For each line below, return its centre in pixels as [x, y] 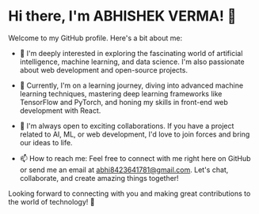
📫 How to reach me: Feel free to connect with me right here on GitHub [135, 158]
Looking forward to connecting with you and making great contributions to [129, 193]
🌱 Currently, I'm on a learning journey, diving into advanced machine [131, 85]
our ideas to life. [46, 142]
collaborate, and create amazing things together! [99, 178]
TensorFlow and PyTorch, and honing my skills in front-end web [124, 102]
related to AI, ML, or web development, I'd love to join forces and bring [135, 134]
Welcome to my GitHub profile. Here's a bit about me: [95, 38]
